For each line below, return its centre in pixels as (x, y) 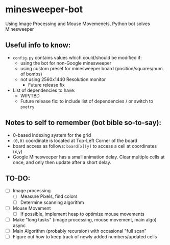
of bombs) (31, 74)
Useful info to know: (38, 45)
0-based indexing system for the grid (52, 135)
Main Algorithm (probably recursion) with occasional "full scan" (80, 231)
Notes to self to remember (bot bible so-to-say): (83, 123)
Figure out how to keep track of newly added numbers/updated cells (85, 236)
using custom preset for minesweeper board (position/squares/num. (92, 68)
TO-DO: (18, 178)
